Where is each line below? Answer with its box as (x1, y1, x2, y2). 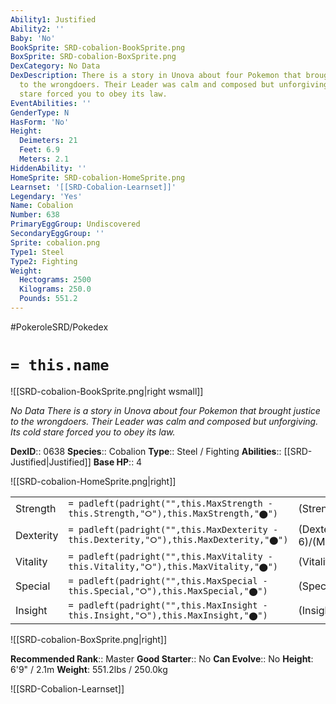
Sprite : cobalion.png (10, 237, 101, 248)
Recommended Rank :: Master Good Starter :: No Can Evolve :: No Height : (10, 652, 314, 665)
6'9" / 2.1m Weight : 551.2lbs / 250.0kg (10, 663, 168, 675)
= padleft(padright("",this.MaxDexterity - (68, 524, 279, 536)
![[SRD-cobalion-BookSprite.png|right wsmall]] (10, 385, 204, 397)
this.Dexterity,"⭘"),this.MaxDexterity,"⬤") (68, 534, 289, 546)
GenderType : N (10, 107, 70, 118)
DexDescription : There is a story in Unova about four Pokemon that (10, 71, 302, 81)
